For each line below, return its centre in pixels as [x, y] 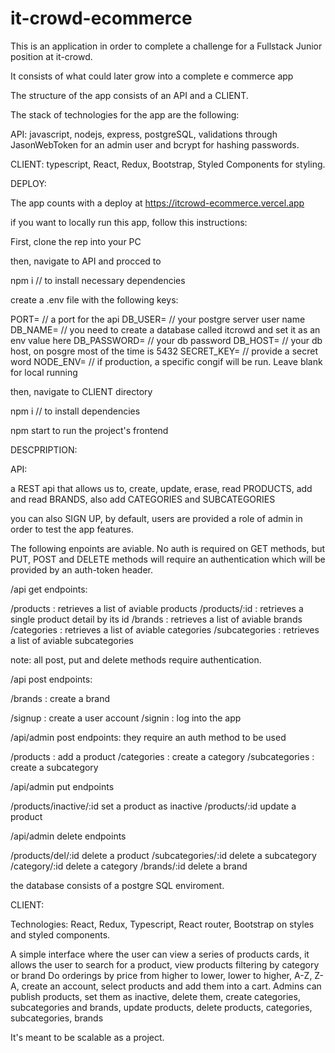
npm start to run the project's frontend [89, 430]
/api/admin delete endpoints [68, 836]
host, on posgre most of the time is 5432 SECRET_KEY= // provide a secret [164, 351]
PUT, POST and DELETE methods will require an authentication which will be [168, 559]
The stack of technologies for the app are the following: [125, 114]
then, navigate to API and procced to [86, 261]
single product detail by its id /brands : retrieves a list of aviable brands [156, 619]
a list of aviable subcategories [72, 640]
